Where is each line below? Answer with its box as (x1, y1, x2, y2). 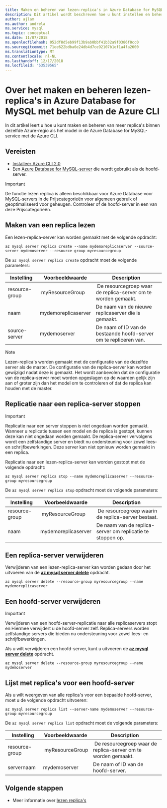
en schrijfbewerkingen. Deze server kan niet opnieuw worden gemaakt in (5, 444, 155, 450)
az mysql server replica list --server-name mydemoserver (5, 707, 128, 712)
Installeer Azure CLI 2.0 (12, 160, 61, 166)
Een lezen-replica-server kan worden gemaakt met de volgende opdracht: (5, 234, 158, 240)
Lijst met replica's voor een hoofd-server (5, 679, 135, 687)
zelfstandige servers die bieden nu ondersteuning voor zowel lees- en (5, 631, 149, 637)
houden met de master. (5, 385, 53, 391)
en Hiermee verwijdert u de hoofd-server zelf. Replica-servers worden (5, 625, 150, 632)
